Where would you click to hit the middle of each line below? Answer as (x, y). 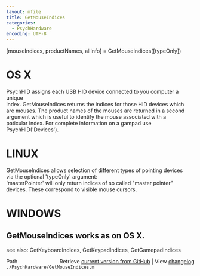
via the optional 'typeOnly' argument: (52, 177)
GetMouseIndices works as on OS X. (76, 236)
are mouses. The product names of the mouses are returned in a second (96, 111)
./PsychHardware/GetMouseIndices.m (50, 267)
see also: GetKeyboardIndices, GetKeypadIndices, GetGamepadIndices (93, 250)
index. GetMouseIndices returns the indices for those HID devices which (95, 105)
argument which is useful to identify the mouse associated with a (86, 117)
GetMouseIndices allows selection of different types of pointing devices (95, 170)
